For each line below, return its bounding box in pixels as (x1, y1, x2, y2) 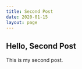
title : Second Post (6, 8, 54, 15)
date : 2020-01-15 (6, 14, 48, 20)
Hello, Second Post (6, 41, 77, 51)
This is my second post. (6, 57, 63, 64)
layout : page (6, 19, 38, 25)
